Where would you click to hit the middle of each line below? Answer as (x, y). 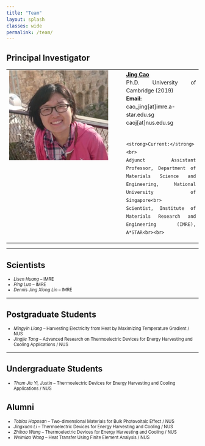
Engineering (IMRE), (161, 224)
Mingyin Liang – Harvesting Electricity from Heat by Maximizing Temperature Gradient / (102, 328)
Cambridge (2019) (150, 90)
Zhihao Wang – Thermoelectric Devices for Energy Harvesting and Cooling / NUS (95, 432)
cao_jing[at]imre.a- (151, 106)
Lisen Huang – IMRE (34, 279)
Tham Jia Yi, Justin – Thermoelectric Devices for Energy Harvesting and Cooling (95, 383)
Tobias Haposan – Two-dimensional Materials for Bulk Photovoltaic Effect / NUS (94, 421)
